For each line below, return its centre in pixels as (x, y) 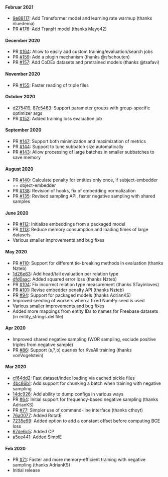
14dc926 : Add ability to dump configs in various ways (68, 394)
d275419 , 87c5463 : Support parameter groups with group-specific (81, 108)
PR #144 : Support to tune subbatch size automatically (68, 147)
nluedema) (24, 24)
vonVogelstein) (28, 355)
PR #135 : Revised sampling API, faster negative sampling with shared (84, 196)
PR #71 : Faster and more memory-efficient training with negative (79, 460)
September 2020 (23, 130)
